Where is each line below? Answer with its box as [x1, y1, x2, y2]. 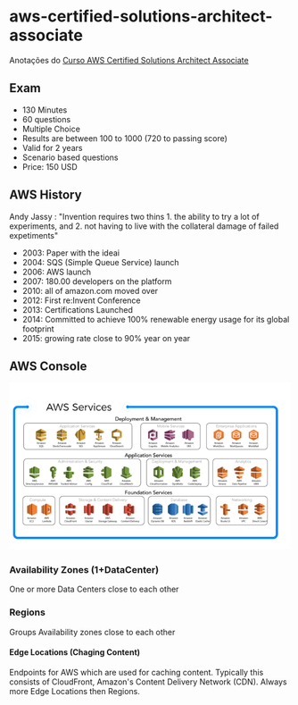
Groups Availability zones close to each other [9, 626, 176, 637]
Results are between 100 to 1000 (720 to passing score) [21, 132, 228, 144]
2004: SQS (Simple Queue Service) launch [21, 256, 179, 267]
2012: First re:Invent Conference [21, 295, 141, 306]
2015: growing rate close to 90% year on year [21, 332, 191, 343]
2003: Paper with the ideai [21, 248, 120, 258]
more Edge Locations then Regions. [9, 685, 141, 696]
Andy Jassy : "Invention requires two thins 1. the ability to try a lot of [9, 211, 261, 222]
